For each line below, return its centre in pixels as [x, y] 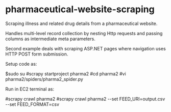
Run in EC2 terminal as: [30, 89]
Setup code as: [21, 64]
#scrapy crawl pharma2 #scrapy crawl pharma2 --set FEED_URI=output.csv [85, 99]
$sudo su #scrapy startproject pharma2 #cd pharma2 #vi [66, 74]
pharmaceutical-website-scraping [80, 9]
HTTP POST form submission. [37, 54]
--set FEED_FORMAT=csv [32, 104]
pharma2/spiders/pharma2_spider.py [44, 79]
